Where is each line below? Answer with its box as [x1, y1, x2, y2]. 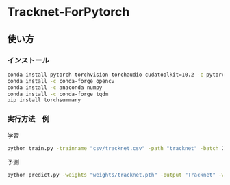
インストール [7, 56, 49, 65]
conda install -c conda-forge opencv [7, 77, 115, 84]
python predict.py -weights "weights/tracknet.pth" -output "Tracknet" [7, 172, 216, 179]
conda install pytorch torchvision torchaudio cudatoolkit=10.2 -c [7, 71, 204, 78]
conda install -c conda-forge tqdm [7, 90, 109, 97]
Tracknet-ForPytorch [7, 4, 130, 20]
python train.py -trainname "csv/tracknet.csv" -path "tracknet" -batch [7, 145, 219, 151]
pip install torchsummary [7, 97, 81, 103]
